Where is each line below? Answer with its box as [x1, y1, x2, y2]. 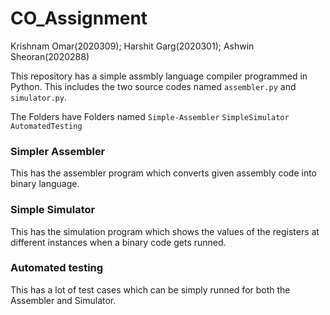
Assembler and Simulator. [10, 294, 117, 306]
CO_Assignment [10, 7, 148, 30]
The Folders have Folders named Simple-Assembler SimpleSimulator [10, 110, 290, 122]
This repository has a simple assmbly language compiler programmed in [10, 70, 308, 82]
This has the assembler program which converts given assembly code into [10, 167, 318, 179]
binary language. [10, 178, 80, 190]
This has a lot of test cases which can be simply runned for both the [10, 283, 291, 296]
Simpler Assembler [10, 144, 106, 158]
